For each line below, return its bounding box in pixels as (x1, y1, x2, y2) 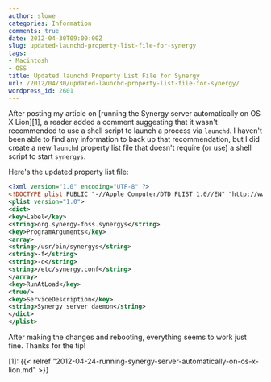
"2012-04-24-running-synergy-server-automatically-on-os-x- (52, 356, 260, 366)
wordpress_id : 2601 (8, 86, 74, 95)
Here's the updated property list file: (8, 167, 129, 177)
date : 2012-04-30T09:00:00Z (8, 34, 103, 43)
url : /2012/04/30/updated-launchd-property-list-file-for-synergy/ (8, 79, 240, 87)
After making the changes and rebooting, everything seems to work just (8, 332, 248, 342)
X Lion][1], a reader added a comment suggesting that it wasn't (8, 118, 218, 127)
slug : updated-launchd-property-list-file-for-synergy (8, 42, 197, 50)
